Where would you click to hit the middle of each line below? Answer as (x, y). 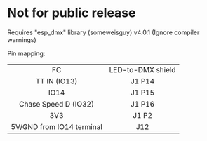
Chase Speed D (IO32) (56, 104)
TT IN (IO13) (56, 81)
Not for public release (72, 13)
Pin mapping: (26, 53)
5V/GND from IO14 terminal (57, 126)
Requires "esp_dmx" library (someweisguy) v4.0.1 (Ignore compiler (103, 32)
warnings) (22, 39)
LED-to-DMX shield (142, 69)
